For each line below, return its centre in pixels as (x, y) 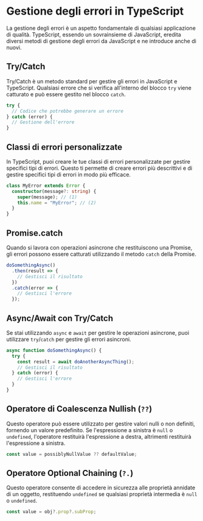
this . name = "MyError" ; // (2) (57, 203)
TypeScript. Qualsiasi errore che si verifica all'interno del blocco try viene (99, 88)
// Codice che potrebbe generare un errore (67, 111)
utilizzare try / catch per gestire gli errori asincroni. (69, 339)
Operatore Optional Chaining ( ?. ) (70, 473)
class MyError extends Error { (46, 186)
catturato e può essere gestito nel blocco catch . (66, 94)
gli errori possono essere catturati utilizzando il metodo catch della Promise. (101, 254)
